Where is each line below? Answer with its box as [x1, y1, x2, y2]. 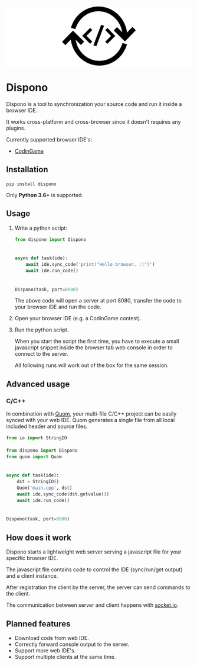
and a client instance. [6, 572, 58, 580]
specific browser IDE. [6, 555, 58, 562]
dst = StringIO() [17, 479, 60, 485]
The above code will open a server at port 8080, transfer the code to [14, 297, 182, 304]
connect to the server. [14, 350, 69, 358]
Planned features [6, 619, 71, 629]
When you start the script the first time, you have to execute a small [14, 338, 179, 345]
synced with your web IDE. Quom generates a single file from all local [6, 417, 175, 424]
